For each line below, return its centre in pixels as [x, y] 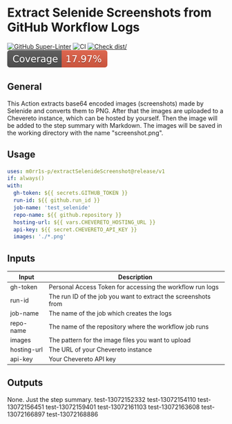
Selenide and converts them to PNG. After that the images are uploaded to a [115, 110]
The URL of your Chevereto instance [100, 349]
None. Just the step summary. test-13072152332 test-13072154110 [102, 399]
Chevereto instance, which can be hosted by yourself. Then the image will [112, 118]
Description [136, 277]
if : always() [26, 179]
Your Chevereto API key [82, 359]
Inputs [21, 258]
